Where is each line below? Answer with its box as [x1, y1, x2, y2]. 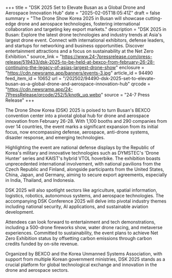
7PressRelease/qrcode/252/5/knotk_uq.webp [5, 92, 101, 98]
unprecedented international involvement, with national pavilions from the [5, 161, 161, 166]
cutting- [145, 15, 163, 21]
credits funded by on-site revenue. [5, 241, 79, 247]
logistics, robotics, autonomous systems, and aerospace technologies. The [5, 193, 164, 198]
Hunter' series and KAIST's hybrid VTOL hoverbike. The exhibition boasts [5, 155, 161, 161]
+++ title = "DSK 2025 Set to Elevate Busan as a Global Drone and [5, 5, 145, 10]
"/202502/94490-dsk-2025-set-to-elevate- [63, 76, 156, 81]
